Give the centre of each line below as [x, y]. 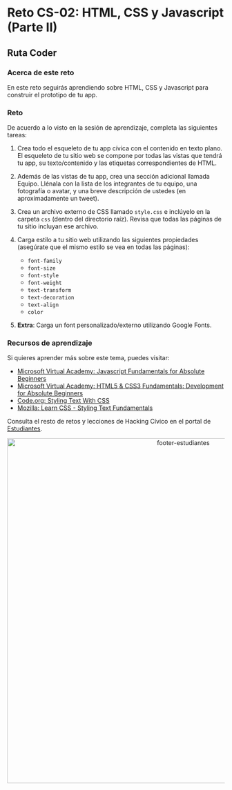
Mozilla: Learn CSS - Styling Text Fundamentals [85, 408]
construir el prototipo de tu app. [52, 95]
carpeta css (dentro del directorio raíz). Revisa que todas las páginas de [119, 219]
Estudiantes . [25, 428]
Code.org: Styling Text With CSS [63, 401]
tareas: [17, 135]
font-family [45, 261]
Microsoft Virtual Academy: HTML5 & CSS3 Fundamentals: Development [120, 386]
